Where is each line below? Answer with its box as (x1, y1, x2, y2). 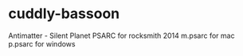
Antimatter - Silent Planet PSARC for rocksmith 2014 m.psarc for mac (8, 31, 235, 40)
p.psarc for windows (8, 39, 76, 48)
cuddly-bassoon (8, 5, 120, 23)
